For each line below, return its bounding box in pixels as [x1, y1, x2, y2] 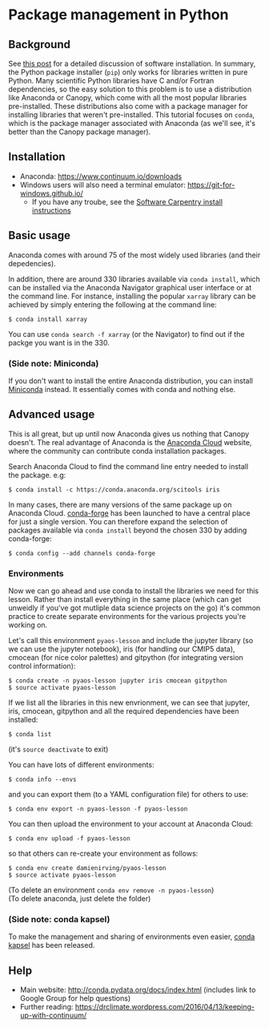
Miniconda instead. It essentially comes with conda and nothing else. [8, 384, 236, 394]
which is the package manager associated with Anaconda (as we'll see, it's [8, 119, 256, 127]
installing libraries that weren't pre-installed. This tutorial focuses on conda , [8, 110, 255, 119]
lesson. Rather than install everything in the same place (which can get [8, 595, 242, 605]
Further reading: [19, 1002, 74, 1012]
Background [8, 38, 70, 51]
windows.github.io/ [19, 188, 84, 198]
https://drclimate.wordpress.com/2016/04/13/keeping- [74, 1002, 255, 1012]
